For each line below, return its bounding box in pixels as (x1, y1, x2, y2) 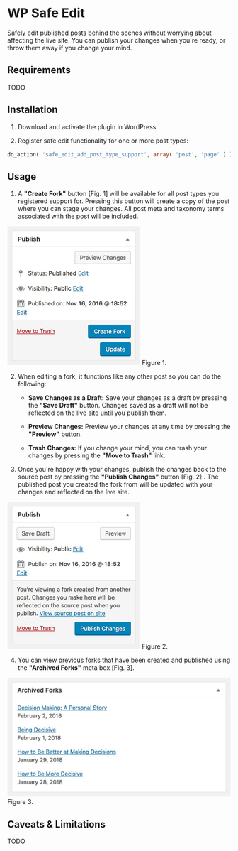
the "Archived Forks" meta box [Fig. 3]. (17, 663, 135, 672)
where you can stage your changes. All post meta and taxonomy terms (17, 205, 225, 213)
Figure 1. (141, 359, 167, 367)
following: (17, 380, 47, 389)
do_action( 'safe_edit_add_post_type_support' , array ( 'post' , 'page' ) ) (7, 151, 233, 158)
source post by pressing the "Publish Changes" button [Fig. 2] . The (17, 472, 219, 481)
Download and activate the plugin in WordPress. (17, 122, 158, 131)
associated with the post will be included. (17, 212, 139, 221)
